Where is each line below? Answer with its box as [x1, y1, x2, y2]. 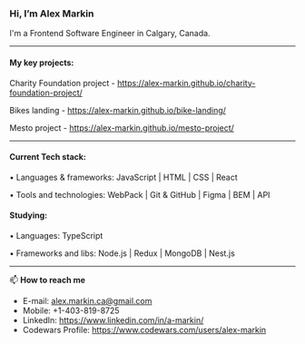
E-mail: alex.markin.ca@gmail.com [22, 295, 152, 306]
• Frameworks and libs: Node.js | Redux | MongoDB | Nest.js [9, 248, 236, 259]
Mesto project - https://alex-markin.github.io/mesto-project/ [9, 122, 234, 133]
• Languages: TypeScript [9, 230, 103, 241]
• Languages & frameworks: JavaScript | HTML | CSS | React [9, 172, 238, 182]
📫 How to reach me [9, 274, 86, 285]
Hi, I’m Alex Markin [9, 7, 94, 20]
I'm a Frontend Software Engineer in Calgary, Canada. [9, 28, 211, 39]
